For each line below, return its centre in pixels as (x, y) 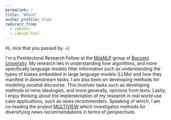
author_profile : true (28, 19)
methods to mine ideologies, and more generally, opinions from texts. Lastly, (86, 90)
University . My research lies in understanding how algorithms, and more (81, 63)
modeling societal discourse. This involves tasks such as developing (77, 85)
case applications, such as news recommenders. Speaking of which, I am (83, 101)
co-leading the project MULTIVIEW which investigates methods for (76, 107)
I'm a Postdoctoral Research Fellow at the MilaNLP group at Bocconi (77, 58)
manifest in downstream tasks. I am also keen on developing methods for (82, 80)
